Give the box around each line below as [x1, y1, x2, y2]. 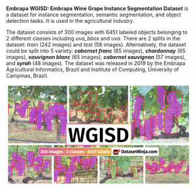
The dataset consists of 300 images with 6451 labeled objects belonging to [6, 29, 188, 36]
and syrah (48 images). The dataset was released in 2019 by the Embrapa [6, 60, 186, 67]
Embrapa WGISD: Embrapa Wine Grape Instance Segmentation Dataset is [6, 5, 189, 12]
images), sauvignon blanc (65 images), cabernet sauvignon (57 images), [6, 54, 186, 60]
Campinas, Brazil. [6, 72, 49, 79]
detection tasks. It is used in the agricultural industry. [6, 18, 134, 24]
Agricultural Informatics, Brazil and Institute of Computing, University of [6, 66, 179, 72]
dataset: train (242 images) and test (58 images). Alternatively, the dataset [6, 41, 187, 48]
